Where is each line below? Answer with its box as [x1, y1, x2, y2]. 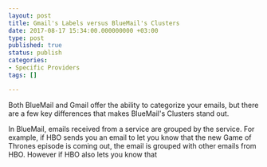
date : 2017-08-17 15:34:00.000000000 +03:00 [8, 26, 159, 34]
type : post [8, 34, 45, 42]
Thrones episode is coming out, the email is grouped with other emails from [8, 141, 257, 150]
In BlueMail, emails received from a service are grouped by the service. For [8, 124, 255, 133]
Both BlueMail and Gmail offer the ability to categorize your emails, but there [8, 100, 259, 109]
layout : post [8, 11, 52, 20]
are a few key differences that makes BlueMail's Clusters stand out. [8, 109, 230, 118]
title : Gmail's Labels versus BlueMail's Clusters [8, 19, 180, 27]
